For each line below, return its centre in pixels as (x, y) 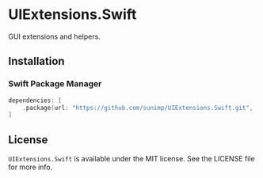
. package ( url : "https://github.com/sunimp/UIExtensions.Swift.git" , (138, 108)
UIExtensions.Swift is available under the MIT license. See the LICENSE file (131, 159)
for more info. (30, 167)
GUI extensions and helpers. (54, 36)
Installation (36, 61)
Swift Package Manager (55, 84)
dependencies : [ (35, 100)
